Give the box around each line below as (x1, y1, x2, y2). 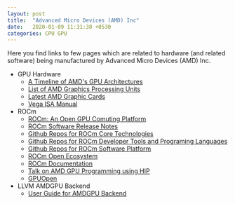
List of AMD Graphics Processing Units (27, 85, 141, 93)
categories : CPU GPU (7, 29, 68, 37)
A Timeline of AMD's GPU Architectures (27, 78, 143, 86)
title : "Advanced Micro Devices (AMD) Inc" (7, 17, 140, 24)
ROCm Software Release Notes (27, 122, 119, 130)
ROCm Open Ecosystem (27, 152, 98, 161)
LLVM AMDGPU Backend (17, 182, 90, 190)
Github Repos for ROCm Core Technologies (27, 130, 154, 138)
